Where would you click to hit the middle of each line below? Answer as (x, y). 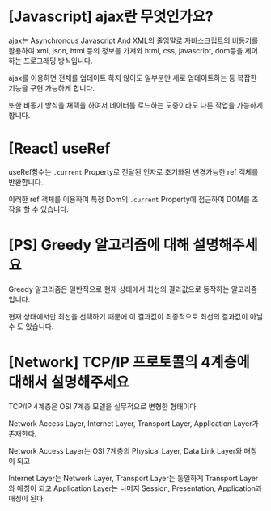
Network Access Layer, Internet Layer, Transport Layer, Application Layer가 (133, 423)
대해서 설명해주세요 (69, 382)
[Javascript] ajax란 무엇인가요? (111, 17)
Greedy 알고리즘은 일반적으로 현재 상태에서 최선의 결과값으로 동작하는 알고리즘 (133, 289)
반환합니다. (26, 182)
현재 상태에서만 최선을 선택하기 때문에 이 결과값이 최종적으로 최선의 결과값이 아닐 (136, 316)
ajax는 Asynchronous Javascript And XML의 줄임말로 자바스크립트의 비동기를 (133, 40)
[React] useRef (59, 148)
